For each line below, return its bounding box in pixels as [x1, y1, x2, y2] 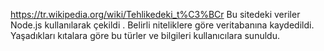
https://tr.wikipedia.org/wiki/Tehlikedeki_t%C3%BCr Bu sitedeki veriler [10, 9, 301, 20]
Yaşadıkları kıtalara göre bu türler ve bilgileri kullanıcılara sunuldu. [10, 30, 280, 41]
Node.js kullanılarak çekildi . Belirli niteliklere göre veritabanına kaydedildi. [10, 19, 315, 31]
